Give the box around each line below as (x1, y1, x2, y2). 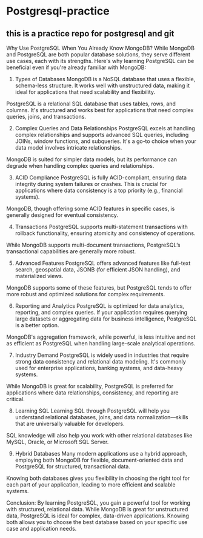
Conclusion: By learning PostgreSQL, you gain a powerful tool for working (6, 499, 191, 506)
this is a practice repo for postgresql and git (6, 28, 175, 39)
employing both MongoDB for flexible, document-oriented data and (15, 456, 184, 463)
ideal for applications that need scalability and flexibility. (15, 88, 156, 95)
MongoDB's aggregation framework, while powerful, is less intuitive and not (6, 333, 196, 340)
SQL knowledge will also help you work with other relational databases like (6, 432, 193, 439)
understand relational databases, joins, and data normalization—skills (15, 414, 188, 420)
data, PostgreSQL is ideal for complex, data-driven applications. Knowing (6, 512, 189, 519)
